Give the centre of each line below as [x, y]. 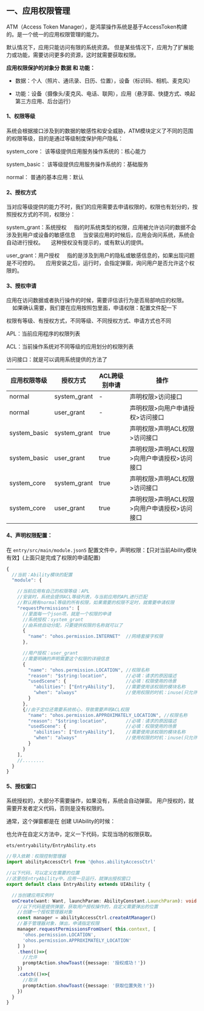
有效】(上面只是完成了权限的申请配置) [54, 557]
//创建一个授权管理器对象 [45, 912]
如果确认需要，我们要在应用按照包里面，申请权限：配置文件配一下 [94, 308]
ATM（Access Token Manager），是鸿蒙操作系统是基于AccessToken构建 [97, 27]
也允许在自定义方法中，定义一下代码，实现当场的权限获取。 [81, 834]
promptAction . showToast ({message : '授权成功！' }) [84, 963]
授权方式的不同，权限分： [43, 214]
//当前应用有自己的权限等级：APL [53, 591]
